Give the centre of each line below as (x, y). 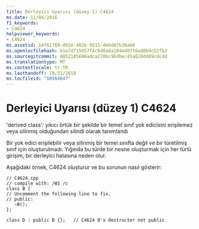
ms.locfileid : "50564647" (38, 79)
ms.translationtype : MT (36, 62)
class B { (19, 189)
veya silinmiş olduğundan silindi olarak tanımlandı (67, 131)
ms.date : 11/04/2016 (32, 17)
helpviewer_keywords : (33, 34)
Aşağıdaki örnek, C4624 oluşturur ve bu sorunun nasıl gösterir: (84, 167)
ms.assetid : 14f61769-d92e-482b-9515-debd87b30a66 (71, 46)
